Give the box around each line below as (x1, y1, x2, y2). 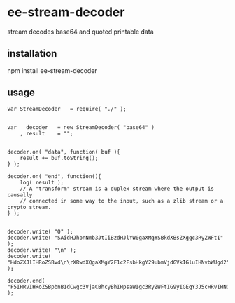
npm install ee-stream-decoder (7, 66, 98, 74)
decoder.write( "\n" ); (7, 246, 77, 253)
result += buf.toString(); (20, 154, 99, 161)
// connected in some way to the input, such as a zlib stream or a (20, 197, 224, 204)
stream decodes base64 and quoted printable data (7, 27, 154, 36)
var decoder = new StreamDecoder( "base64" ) (7, 123, 155, 130)
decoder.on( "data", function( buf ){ (7, 148, 120, 155)
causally (7, 191, 33, 198)
